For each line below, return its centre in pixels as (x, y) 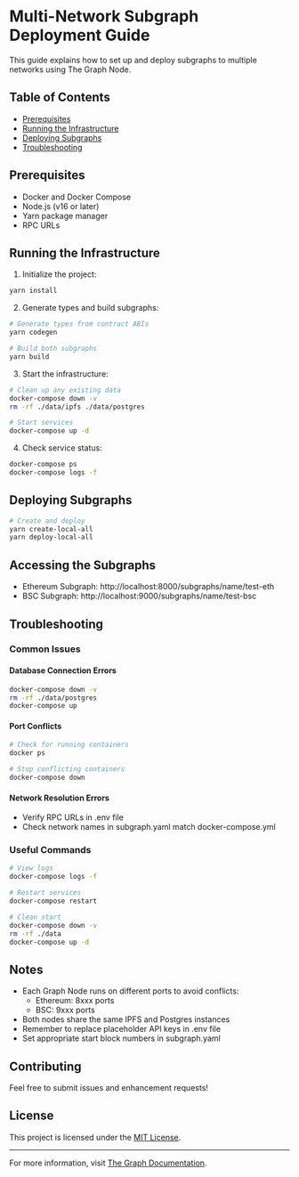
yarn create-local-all (51, 529)
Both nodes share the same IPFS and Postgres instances (126, 1019)
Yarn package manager (65, 215)
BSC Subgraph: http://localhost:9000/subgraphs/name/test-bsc (139, 596)
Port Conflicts (36, 726)
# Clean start (36, 917)
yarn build (29, 357)
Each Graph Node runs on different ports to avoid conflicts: (130, 991)
